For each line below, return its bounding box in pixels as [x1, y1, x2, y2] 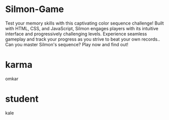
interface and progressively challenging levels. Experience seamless [5, 31, 147, 37]
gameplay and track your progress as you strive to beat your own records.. [5, 36, 160, 42]
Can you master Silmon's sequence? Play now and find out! [5, 41, 129, 47]
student [5, 93, 39, 105]
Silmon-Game [5, 4, 64, 15]
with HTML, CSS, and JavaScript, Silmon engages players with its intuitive [5, 25, 158, 31]
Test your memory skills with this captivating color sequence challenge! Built [5, 20, 164, 26]
